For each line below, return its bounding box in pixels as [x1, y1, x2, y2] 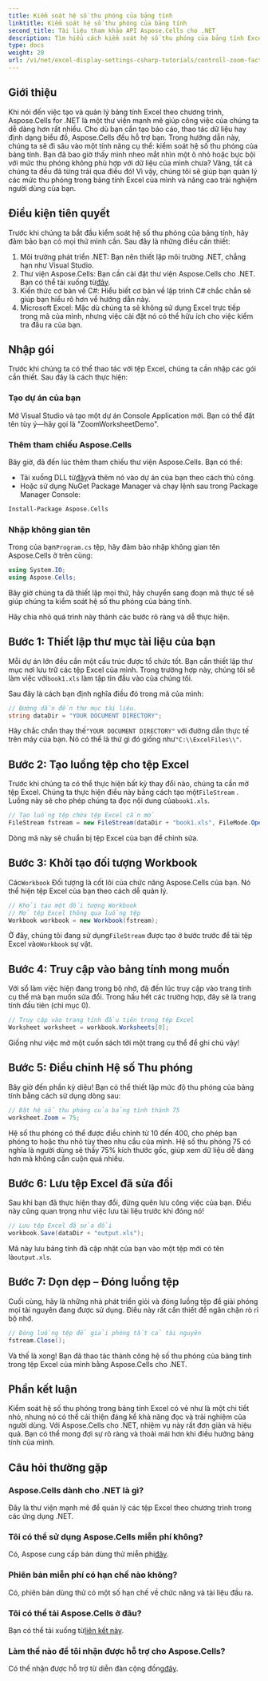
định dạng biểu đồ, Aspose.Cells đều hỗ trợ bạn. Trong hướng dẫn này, [8, 133, 241, 142]
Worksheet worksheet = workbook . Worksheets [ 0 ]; [8, 1023, 170, 1031]
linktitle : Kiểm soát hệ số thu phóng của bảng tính [8, 19, 187, 27]
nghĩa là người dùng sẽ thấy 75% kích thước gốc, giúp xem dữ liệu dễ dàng [8, 1145, 254, 1154]
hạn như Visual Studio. [19, 260, 94, 270]
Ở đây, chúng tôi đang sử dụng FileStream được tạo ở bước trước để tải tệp [8, 931, 253, 940]
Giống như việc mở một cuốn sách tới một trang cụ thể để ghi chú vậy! [8, 1038, 240, 1047]
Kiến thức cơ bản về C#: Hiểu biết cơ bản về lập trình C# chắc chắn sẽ [19, 285, 251, 296]
